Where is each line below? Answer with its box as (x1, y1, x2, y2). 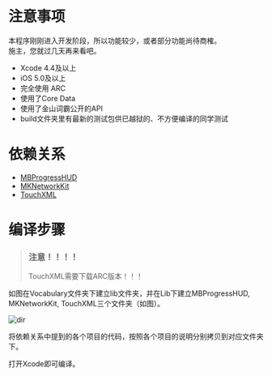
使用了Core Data (19, 93, 76, 103)
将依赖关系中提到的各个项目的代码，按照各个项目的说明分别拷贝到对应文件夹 (8, 331, 264, 341)
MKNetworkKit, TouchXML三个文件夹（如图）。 (8, 299, 164, 309)
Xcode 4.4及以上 (19, 62, 77, 73)
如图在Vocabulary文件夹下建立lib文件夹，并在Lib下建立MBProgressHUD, (8, 288, 251, 298)
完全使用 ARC (19, 83, 66, 93)
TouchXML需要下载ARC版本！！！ (28, 271, 143, 281)
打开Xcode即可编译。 (8, 359, 80, 369)
